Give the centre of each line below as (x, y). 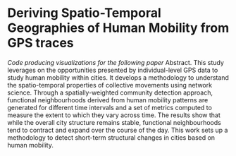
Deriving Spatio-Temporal (85, 13)
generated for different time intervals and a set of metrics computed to (110, 107)
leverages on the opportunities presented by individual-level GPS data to (113, 70)
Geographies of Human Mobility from (118, 28)
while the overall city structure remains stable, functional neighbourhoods (114, 122)
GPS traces (41, 43)
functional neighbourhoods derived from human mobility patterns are (108, 100)
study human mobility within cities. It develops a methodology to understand (118, 77)
